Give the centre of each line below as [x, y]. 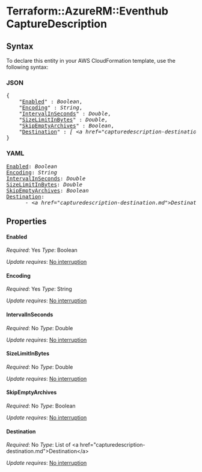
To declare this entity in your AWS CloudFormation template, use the [91, 61]
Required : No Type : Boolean [41, 406]
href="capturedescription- [113, 445]
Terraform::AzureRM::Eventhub [87, 11]
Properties [26, 221]
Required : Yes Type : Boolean [42, 250]
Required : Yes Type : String [39, 289]
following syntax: [27, 67]
